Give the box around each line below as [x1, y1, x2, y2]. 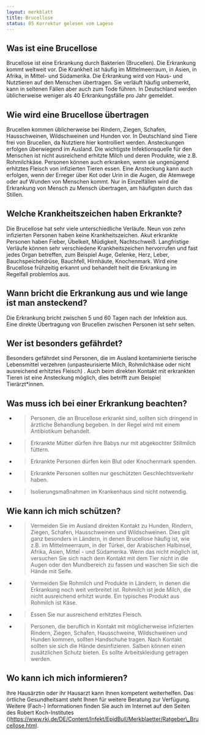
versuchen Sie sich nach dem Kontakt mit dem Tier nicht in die [30, 555, 188, 562]
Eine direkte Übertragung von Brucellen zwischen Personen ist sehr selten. [6, 320, 196, 328]
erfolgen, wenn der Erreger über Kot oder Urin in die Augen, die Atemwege [6, 171, 195, 178]
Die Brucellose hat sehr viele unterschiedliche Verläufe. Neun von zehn [6, 225, 185, 232]
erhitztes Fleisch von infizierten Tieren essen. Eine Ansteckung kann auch [6, 165, 193, 172]
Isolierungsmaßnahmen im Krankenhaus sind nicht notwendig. [30, 488, 188, 496]
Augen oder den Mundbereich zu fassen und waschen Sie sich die [30, 561, 199, 568]
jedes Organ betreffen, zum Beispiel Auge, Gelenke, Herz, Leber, [6, 251, 170, 258]
